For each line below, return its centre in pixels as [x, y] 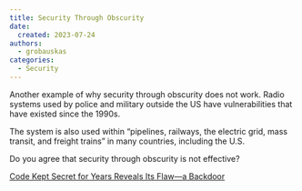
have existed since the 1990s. [65, 114]
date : [20, 26]
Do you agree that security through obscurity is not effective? [125, 158]
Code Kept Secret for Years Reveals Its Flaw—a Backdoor [117, 176]
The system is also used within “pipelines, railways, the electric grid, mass [149, 131]
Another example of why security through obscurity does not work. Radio [147, 94]
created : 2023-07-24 [56, 35]
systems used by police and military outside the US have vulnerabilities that [151, 104]
